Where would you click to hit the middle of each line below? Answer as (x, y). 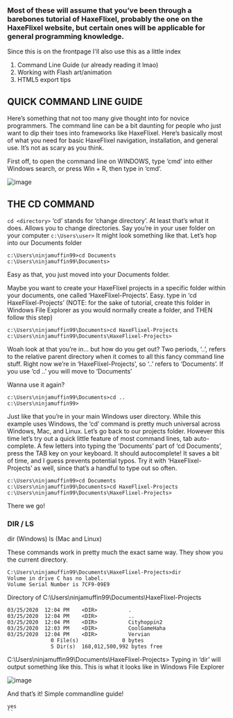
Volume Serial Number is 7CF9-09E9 (59, 585)
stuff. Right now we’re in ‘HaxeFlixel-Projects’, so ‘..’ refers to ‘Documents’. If (115, 364)
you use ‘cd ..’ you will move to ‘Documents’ (70, 371)
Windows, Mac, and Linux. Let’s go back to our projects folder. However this (116, 431)
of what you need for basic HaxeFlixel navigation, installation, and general (113, 140)
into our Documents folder (45, 242)
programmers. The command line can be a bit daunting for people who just (114, 126)
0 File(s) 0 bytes (97, 641)
